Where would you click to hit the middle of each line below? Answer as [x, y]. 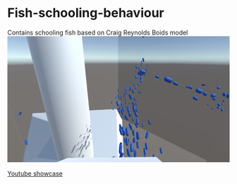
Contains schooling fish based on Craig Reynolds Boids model [98, 32]
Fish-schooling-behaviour [86, 13]
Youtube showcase [35, 173]
